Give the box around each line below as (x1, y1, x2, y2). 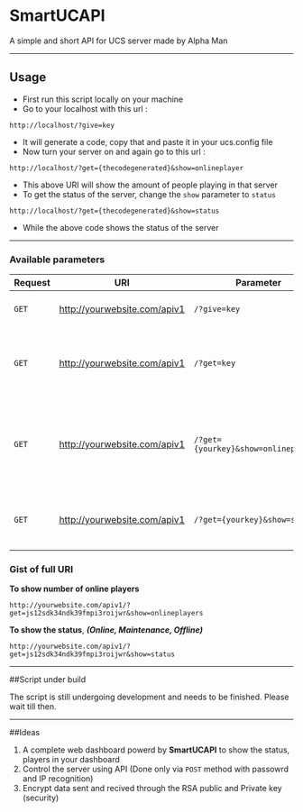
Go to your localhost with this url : (22, 103, 148, 114)
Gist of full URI (9, 562, 74, 575)
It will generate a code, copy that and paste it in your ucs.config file (22, 136, 273, 147)
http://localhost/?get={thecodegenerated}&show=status (9, 206, 220, 215)
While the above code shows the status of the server (22, 222, 219, 233)
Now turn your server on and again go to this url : (22, 146, 206, 157)
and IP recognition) (22, 773, 94, 784)
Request (14, 277, 51, 289)
